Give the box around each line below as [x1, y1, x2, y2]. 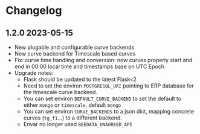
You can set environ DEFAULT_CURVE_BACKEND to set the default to [23, 95, 182, 102]
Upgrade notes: [14, 69, 54, 76]
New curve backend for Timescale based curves [14, 50, 136, 57]
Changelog [5, 4, 62, 18]
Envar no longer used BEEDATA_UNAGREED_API [23, 121, 133, 127]
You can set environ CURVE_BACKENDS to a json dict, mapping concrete [23, 108, 195, 115]
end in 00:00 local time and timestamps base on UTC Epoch [14, 63, 164, 70]
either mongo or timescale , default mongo [23, 101, 121, 109]
